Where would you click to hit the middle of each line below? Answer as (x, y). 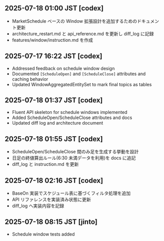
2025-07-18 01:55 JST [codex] (54, 139)
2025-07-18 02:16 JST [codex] (54, 180)
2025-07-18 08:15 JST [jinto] (51, 222)
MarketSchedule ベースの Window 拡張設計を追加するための (74, 21)
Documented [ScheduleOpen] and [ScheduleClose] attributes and (79, 74)
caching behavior (30, 79)
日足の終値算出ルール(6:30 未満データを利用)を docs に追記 (74, 158)
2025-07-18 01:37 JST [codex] (54, 100)
